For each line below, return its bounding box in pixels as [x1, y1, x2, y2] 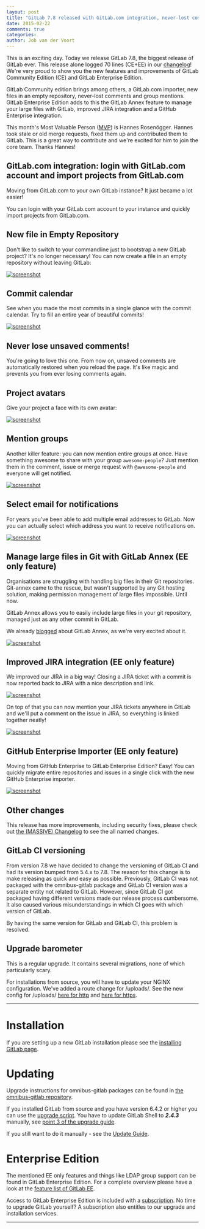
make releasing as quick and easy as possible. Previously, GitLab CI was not [6, 875, 198, 882]
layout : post [6, 9, 40, 15]
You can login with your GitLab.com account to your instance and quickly [6, 205, 190, 212]
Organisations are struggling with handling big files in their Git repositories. [6, 577, 195, 585]
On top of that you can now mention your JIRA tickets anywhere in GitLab [6, 703, 191, 711]
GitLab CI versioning [6, 845, 85, 856]
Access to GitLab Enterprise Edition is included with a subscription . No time [6, 1197, 196, 1204]
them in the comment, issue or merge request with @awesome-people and [6, 463, 187, 470]
